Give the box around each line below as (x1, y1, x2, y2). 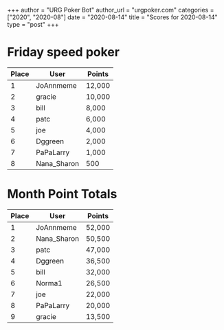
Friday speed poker (7, 45, 120, 60)
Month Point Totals (7, 187, 117, 202)
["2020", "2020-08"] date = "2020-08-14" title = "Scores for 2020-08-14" (7, 13, 218, 21)
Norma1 (35, 278, 63, 287)
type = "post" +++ (7, 21, 60, 28)
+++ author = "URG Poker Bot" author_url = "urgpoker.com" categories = (7, 6, 214, 14)
